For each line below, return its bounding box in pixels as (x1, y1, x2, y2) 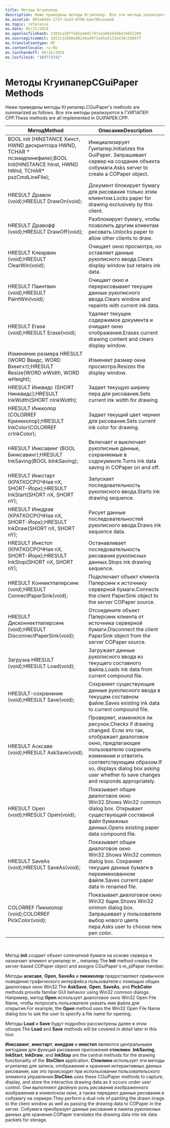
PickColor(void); (8, 917, 47, 924)
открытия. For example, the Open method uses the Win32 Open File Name (5, 1006, 160, 1012)
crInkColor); (8, 430, 36, 437)
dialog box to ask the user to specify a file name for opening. (5, 1011, 132, 1017)
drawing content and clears (88, 336, 154, 343)
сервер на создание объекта (88, 158, 160, 165)
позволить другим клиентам (88, 222, 159, 229)
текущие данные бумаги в (88, 864, 153, 871)
